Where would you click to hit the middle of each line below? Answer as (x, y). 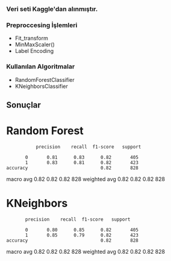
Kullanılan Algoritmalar (41, 67)
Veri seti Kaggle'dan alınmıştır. (52, 9)
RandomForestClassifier (45, 79)
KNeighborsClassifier (41, 86)
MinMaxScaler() (35, 45)
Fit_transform (31, 38)
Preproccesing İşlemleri (42, 25)
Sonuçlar (23, 105)
